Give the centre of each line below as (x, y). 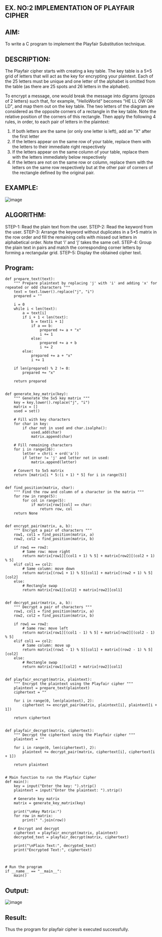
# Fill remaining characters (43, 445)
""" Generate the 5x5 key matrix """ (52, 398)
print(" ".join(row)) (44, 820)
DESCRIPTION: (28, 59)
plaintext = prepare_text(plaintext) (52, 688)
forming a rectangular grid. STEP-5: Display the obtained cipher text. (73, 252)
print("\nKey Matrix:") (38, 812)
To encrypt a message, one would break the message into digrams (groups (80, 96)
